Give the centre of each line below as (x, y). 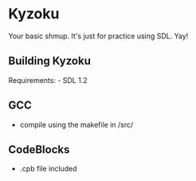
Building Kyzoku (50, 61)
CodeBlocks (39, 150)
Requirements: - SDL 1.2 (48, 80)
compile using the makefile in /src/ (76, 124)
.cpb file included (48, 169)
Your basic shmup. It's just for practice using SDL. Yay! (98, 36)
